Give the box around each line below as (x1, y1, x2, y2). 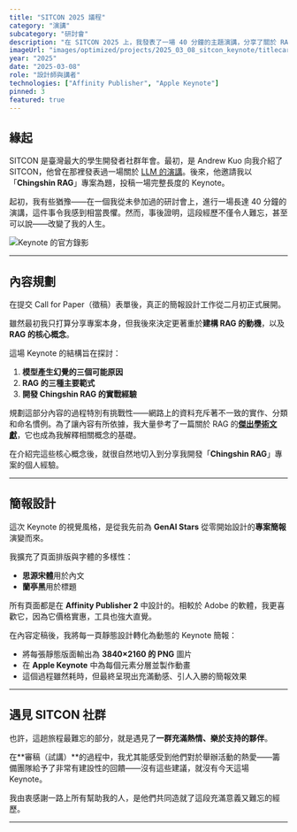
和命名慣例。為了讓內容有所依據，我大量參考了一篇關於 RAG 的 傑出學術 (9, 419, 270, 429)
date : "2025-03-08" (9, 63, 81, 72)
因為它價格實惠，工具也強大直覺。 (32, 611, 156, 621)
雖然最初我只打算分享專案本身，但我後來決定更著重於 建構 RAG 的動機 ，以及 (9, 318, 286, 328)
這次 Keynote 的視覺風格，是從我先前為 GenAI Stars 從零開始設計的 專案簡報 (9, 521, 286, 532)
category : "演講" (9, 21, 71, 30)
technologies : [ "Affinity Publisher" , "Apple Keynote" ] (9, 79, 219, 88)
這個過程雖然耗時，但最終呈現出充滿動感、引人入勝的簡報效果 (21, 670, 247, 682)
